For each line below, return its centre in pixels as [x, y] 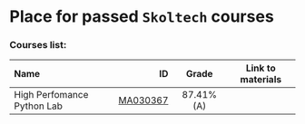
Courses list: [38, 45]
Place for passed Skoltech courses [142, 17]
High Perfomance [51, 95]
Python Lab [39, 106]
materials [261, 80]
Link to [261, 68]
